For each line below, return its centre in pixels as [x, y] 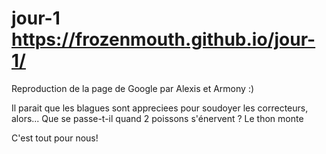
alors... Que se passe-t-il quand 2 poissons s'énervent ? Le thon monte [157, 118]
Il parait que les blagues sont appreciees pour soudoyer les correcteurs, [160, 108]
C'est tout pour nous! [55, 138]
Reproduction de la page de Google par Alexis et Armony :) [133, 88]
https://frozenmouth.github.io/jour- [163, 39]
